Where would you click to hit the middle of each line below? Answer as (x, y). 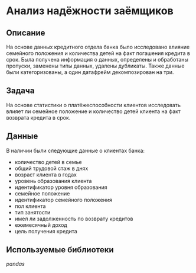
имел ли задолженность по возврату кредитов (74, 219)
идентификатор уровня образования (61, 187)
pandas (16, 264)
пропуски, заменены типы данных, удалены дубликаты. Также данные (95, 66)
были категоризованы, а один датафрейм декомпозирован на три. (90, 72)
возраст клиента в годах (45, 174)
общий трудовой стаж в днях (51, 168)
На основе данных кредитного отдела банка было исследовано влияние (98, 47)
